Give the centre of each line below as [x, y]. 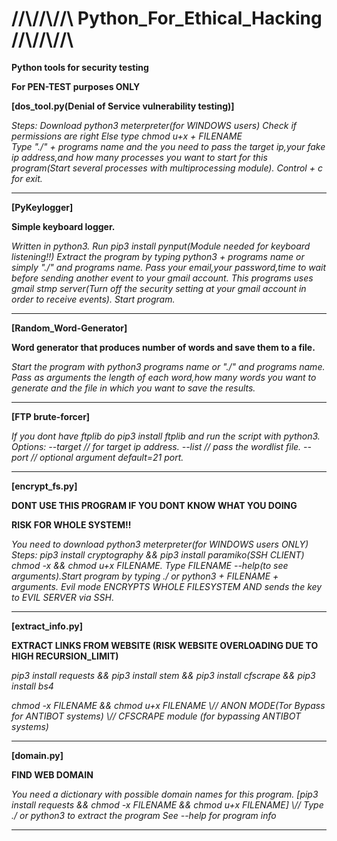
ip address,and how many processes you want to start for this [139, 157]
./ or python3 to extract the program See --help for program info [144, 815]
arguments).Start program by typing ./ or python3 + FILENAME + [145, 576]
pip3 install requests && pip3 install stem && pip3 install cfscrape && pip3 [163, 675]
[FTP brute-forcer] [51, 416]
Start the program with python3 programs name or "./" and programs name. [168, 366]
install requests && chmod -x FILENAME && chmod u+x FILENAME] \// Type [167, 804]
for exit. [27, 178]
